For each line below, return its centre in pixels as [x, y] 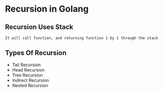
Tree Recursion [27, 75]
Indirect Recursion [31, 80]
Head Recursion [28, 70]
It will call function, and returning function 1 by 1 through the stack [82, 38]
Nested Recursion [30, 85]
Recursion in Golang [47, 9]
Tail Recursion [26, 65]
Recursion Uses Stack [39, 27]
